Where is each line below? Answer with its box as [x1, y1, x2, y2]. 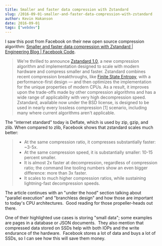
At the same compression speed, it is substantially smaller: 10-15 [24, 149, 153, 156]
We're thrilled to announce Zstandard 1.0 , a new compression [16, 58, 139, 64]
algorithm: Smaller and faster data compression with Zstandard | [5, 44, 133, 50]
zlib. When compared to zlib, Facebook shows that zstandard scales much [5, 124, 153, 130]
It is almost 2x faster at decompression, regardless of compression [24, 160, 158, 166]
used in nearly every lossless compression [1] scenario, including [16, 105, 147, 111]
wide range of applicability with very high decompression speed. [16, 94, 147, 100]
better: [5, 130, 18, 136]
